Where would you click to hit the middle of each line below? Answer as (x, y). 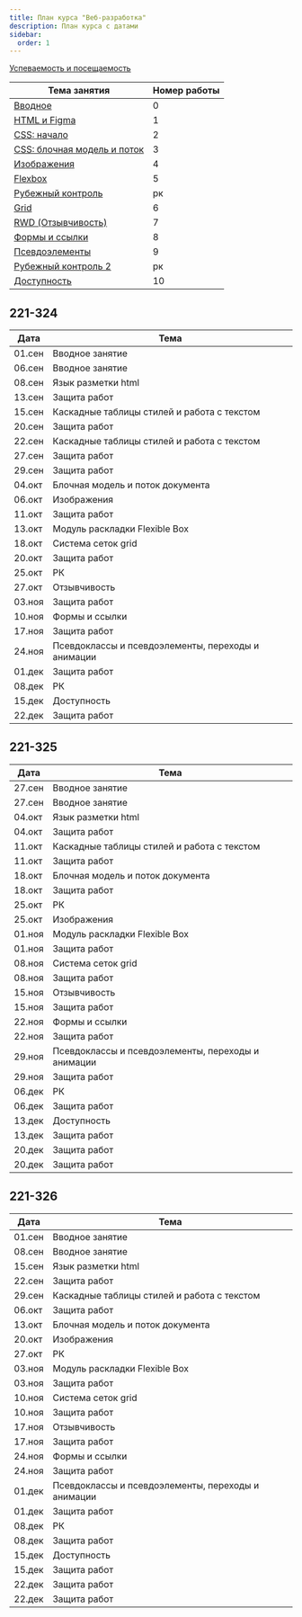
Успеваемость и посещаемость (71, 68)
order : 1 (34, 43)
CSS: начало (41, 135)
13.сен (29, 398)
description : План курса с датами (74, 26)
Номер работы (186, 91)
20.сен (29, 426)
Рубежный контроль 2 (62, 266)
